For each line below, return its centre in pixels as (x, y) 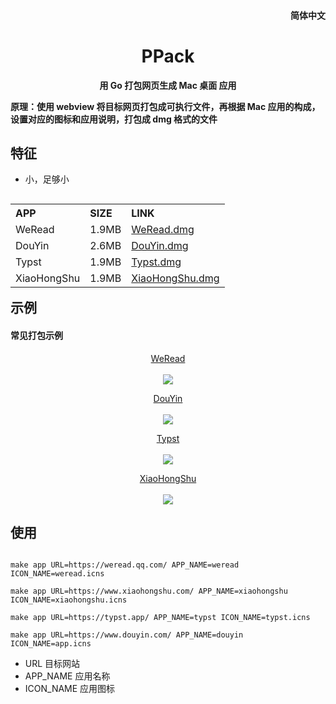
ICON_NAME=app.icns (51, 644)
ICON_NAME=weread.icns (57, 574)
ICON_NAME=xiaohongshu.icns (69, 600)
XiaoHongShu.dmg (175, 278)
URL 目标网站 (52, 664)
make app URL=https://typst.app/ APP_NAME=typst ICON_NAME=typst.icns (160, 618)
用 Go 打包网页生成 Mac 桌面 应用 (168, 85)
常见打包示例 (36, 335)
